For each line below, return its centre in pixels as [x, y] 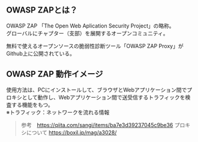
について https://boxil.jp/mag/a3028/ [71, 132]
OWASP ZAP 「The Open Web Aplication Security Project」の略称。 [91, 26]
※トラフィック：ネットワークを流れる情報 [58, 112]
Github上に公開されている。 [41, 53]
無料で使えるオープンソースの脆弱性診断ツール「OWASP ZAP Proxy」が [95, 46]
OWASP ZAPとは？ [42, 10]
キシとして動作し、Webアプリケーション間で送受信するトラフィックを [98, 97]
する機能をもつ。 [32, 105]
